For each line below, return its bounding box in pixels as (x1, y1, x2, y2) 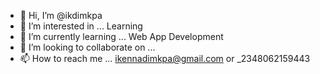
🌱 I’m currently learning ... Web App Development (19, 31, 224, 42)
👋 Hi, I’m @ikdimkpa (19, 10, 103, 21)
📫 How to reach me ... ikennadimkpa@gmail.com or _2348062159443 (19, 53, 311, 64)
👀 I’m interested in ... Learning (19, 20, 143, 32)
